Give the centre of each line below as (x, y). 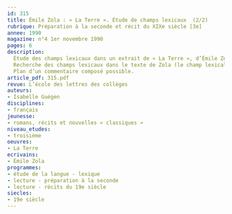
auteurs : (20, 90)
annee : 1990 (24, 33)
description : (26, 52)
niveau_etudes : (29, 129)
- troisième (24, 135)
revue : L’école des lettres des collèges (68, 84)
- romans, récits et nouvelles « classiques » (75, 123)
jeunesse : (21, 116)
